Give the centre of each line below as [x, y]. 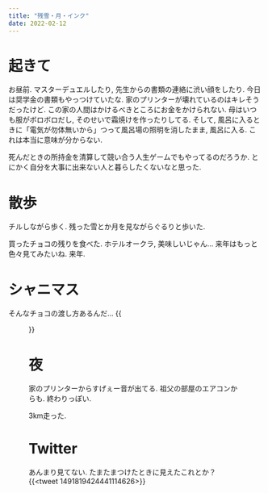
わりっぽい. [73, 399]
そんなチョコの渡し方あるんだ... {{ [65, 313]
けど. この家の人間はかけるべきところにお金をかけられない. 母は [136, 110]
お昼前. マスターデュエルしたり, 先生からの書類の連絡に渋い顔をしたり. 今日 [134, 90]
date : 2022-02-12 [38, 23]
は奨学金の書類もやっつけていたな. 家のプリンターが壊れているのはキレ [127, 100]
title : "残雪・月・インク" [49, 16]
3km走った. [48, 416]
